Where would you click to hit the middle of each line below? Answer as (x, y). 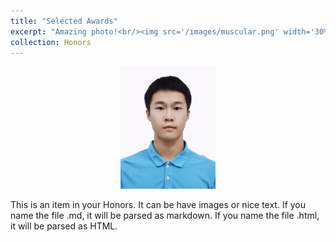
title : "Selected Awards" (64, 21)
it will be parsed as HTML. (64, 226)
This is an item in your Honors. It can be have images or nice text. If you (158, 205)
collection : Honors (51, 42)
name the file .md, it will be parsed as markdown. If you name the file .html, (165, 216)
